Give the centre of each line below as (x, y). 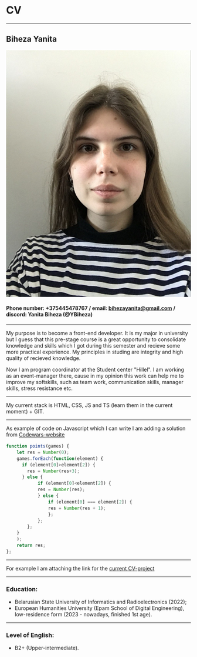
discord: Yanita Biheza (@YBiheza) (49, 315)
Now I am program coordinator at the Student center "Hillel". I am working (95, 370)
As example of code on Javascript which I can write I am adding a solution (96, 428)
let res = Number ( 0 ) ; (43, 452)
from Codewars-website (35, 435)
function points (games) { (38, 446)
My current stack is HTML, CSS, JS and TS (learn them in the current (89, 405)
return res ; (31, 546)
